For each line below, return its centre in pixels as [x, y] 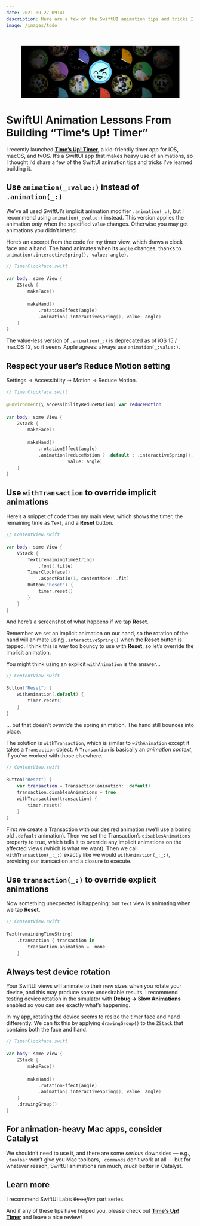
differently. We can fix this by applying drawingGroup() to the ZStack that [95, 1023]
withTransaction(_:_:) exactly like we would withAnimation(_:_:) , [88, 854]
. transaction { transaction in [56, 941]
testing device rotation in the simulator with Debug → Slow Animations [93, 999]
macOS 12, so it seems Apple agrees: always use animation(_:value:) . [93, 347]
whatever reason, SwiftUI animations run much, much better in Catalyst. [95, 1166]
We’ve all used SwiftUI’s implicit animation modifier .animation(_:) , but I [95, 211]
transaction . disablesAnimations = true [67, 793]
